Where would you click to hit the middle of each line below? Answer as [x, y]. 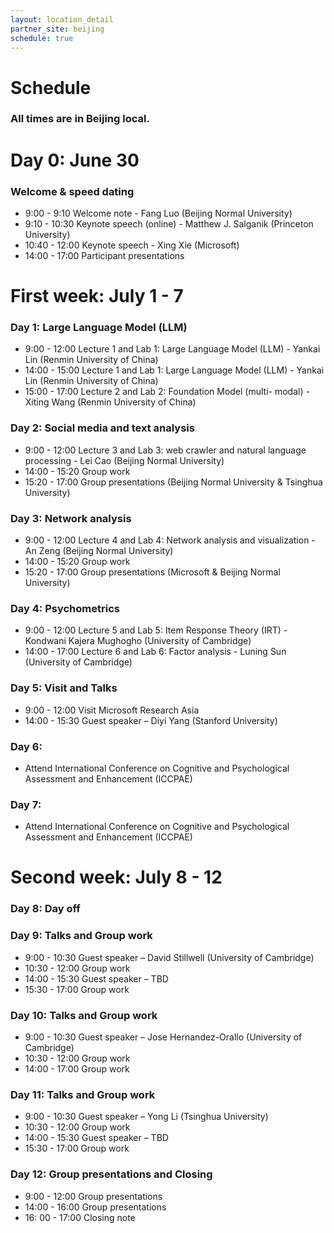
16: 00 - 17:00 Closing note [80, 1217]
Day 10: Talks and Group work [84, 1015]
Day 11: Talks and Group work [83, 1094]
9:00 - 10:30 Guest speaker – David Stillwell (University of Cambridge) [169, 957]
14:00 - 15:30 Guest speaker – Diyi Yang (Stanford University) [151, 720]
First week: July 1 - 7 [97, 296]
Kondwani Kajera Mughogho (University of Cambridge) [138, 641]
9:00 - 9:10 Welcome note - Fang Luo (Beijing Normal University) [158, 213]
